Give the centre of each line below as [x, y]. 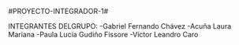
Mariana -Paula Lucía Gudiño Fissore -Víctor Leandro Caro [103, 35]
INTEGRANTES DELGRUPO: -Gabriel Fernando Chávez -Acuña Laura [120, 26]
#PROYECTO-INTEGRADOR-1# [58, 11]
